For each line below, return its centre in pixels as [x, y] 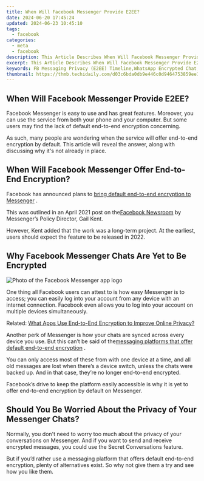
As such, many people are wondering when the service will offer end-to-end [102, 138]
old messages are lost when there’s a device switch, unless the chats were [100, 366]
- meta [20, 46]
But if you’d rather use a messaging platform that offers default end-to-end [100, 459]
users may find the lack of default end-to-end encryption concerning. [93, 126]
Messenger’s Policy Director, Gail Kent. [55, 219]
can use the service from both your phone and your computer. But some [97, 120]
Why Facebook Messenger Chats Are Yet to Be [97, 256]
